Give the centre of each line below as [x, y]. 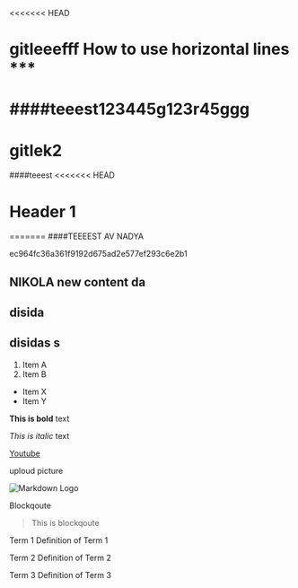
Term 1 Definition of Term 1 [59, 540]
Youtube [25, 453]
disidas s [35, 343]
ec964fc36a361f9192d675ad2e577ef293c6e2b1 [98, 254]
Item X [35, 391]
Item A [35, 364]
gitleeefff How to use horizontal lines [149, 49]
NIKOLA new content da [78, 282]
